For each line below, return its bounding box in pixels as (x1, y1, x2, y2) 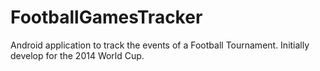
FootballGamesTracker (10, 6, 203, 29)
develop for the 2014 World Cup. (10, 49, 145, 61)
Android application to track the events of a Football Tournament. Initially (10, 39, 310, 51)
